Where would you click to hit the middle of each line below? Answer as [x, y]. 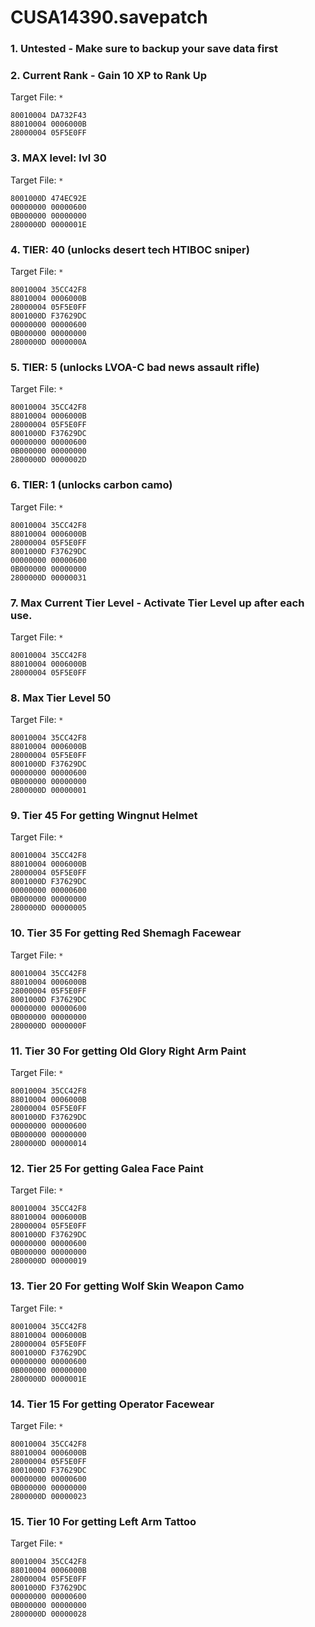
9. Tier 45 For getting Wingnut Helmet [104, 816]
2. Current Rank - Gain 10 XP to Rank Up [109, 76]
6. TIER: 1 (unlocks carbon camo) [91, 485]
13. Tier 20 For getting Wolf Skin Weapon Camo [127, 1286]
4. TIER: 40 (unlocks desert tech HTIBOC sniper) [130, 249]
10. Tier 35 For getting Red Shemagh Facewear [126, 933]
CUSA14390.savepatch [109, 17]
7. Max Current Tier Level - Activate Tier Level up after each [157, 603]
